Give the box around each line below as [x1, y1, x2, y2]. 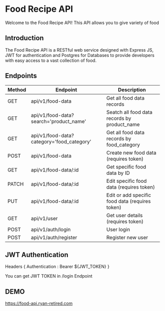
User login [106, 226, 130, 233]
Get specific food [106, 163, 146, 170]
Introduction [5, 34, 44, 42]
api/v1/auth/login [31, 226, 71, 233]
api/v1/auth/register [31, 234, 78, 241]
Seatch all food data [106, 109, 153, 115]
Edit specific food [106, 177, 147, 184]
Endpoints [5, 72, 37, 80]
